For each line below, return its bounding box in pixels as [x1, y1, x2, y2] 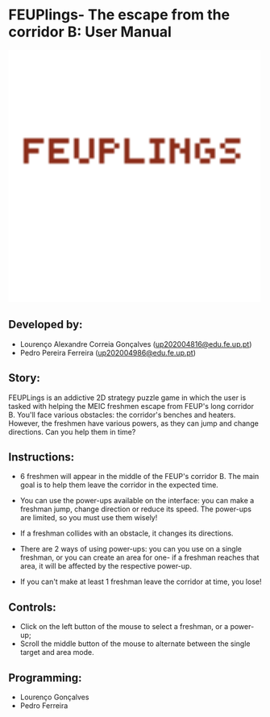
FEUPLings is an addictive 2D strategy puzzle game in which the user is [8, 393, 247, 402]
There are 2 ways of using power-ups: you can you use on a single [19, 544, 242, 554]
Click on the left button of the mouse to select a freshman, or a [19, 622, 229, 632]
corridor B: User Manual [8, 23, 172, 41]
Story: [8, 371, 40, 385]
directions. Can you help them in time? [8, 427, 136, 436]
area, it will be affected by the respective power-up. [19, 561, 192, 571]
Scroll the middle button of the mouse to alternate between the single [19, 639, 251, 648]
